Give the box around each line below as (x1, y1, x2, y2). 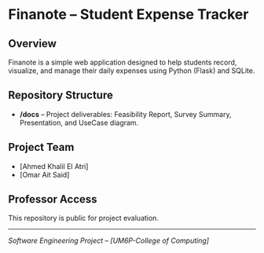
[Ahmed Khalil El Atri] (19, 161, 89, 170)
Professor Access (8, 192, 97, 206)
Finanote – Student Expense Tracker (8, 5, 249, 24)
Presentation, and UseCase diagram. (19, 118, 139, 127)
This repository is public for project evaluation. (8, 214, 159, 223)
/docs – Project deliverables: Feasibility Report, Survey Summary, (19, 109, 232, 119)
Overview (8, 37, 57, 50)
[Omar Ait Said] (19, 170, 70, 179)
